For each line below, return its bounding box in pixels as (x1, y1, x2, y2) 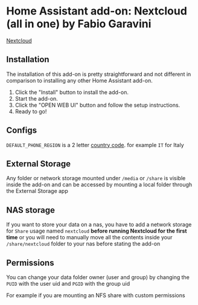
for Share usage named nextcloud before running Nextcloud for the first (6, 227, 187, 234)
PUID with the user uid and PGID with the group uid (6, 280, 130, 287)
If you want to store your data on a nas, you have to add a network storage (6, 221, 192, 228)
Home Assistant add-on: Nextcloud (6, 4, 187, 18)
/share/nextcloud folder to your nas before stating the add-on (6, 240, 161, 248)
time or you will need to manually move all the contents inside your (6, 234, 173, 241)
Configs (6, 125, 37, 136)
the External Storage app (6, 187, 68, 195)
